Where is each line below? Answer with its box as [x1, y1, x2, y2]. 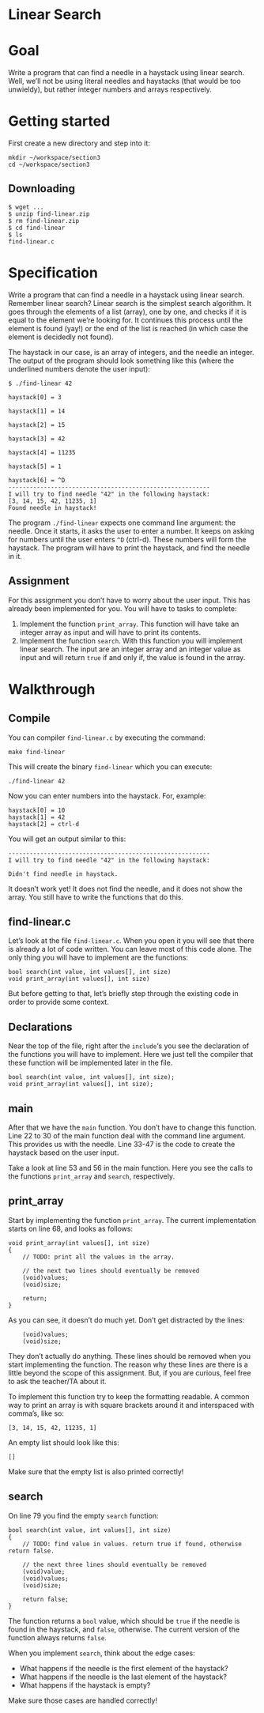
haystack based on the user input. [8, 1148, 119, 1157]
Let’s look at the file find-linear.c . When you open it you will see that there [8, 936, 255, 945]
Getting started [8, 112, 111, 130]
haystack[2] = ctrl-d [8, 820, 80, 828]
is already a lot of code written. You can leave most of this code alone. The [8, 945, 252, 954]
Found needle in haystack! [8, 504, 97, 511]
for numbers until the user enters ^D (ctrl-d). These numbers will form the [8, 534, 247, 544]
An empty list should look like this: [8, 1437, 120, 1447]
